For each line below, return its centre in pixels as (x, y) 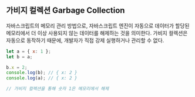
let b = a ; (19, 57)
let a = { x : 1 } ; (28, 51)
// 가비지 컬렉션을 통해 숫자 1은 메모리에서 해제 (58, 89)
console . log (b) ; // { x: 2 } (42, 73)
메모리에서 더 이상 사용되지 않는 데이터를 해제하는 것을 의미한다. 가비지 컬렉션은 (97, 33)
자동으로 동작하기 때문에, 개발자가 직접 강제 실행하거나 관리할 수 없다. (85, 40)
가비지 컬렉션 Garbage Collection (65, 11)
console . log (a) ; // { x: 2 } (42, 78)
